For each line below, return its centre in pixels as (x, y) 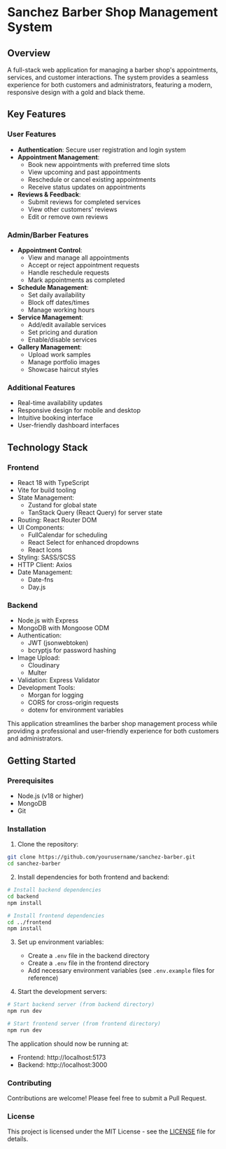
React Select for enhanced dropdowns (83, 542)
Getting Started (42, 761)
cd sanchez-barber (34, 864)
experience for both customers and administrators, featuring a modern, (110, 85)
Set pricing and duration (63, 332)
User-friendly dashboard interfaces (68, 425)
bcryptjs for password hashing (72, 651)
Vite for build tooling (47, 490)
